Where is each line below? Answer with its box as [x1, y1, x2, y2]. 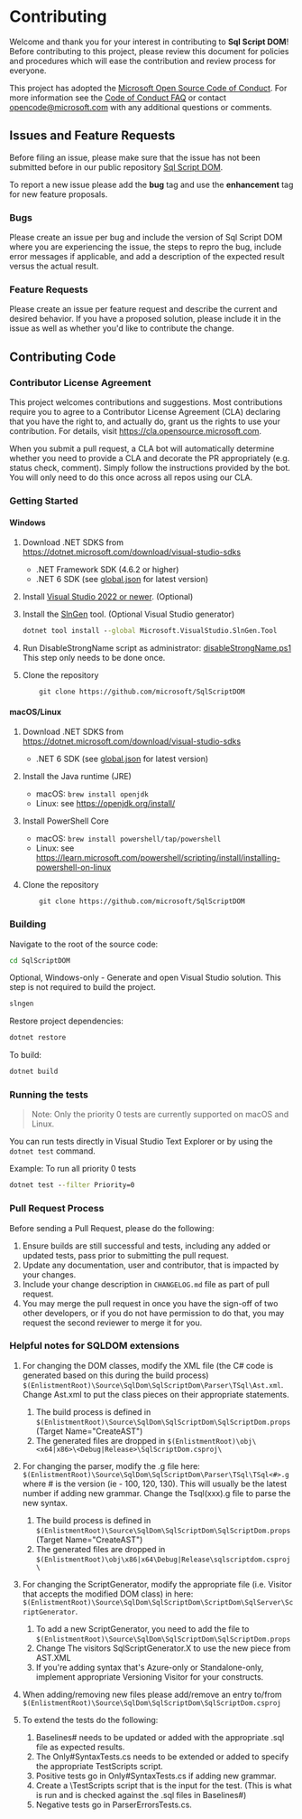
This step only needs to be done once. [22, 653, 166, 664]
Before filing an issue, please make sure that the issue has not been [9, 152, 261, 163]
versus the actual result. [9, 260, 99, 272]
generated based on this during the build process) [22, 1370, 209, 1381]
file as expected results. [35, 1741, 125, 1752]
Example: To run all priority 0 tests [9, 1164, 137, 1174]
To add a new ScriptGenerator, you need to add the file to [35, 1623, 250, 1634]
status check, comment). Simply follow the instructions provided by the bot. [9, 463, 291, 474]
